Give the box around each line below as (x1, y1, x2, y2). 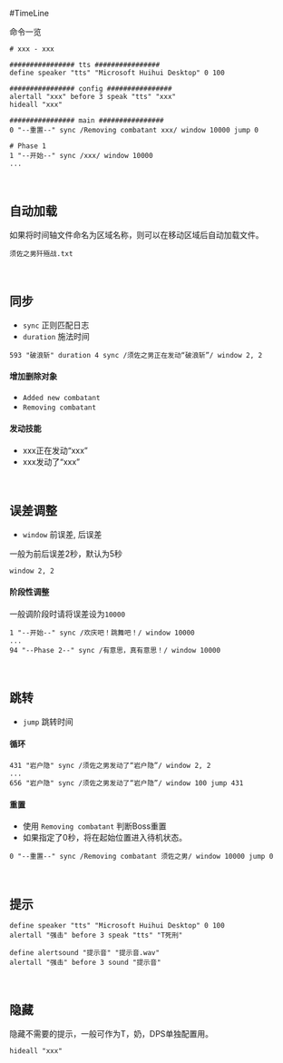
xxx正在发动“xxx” (22, 445, 88, 457)
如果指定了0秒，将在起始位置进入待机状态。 (22, 832, 188, 843)
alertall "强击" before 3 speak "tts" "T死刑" (9, 930, 183, 940)
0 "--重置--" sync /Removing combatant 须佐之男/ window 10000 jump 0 (9, 852, 274, 861)
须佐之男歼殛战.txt (9, 249, 73, 258)
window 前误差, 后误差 (22, 528, 102, 539)
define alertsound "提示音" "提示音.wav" (9, 949, 161, 958)
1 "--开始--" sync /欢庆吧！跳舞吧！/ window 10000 (9, 628, 195, 638)
